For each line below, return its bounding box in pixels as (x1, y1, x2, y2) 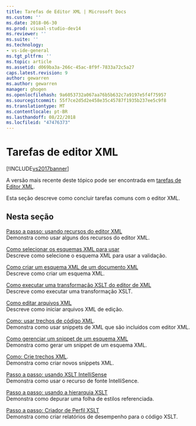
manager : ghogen (6, 87, 46, 92)
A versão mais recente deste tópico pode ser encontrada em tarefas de (6, 177, 182, 184)
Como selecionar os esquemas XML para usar (6, 245, 120, 252)
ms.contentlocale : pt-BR (6, 109, 68, 115)
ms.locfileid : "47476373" (6, 120, 70, 126)
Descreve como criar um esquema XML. (6, 270, 105, 277)
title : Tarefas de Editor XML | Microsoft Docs (6, 8, 127, 15)
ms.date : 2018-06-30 (6, 20, 58, 26)
